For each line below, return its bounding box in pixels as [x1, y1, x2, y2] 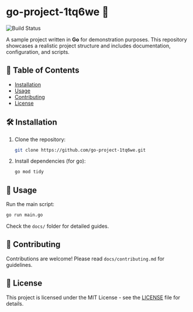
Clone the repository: [14, 136, 66, 143]
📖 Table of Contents [6, 66, 80, 76]
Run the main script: [6, 201, 54, 208]
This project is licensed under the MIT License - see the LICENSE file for [6, 294, 180, 301]
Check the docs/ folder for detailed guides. [6, 222, 109, 229]
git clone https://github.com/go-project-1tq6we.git [14, 147, 146, 153]
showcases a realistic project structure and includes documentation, [6, 42, 171, 49]
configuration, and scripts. [6, 48, 70, 55]
